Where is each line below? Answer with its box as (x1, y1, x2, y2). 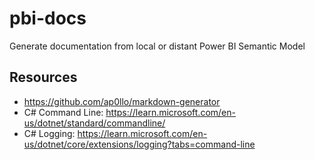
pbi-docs (9, 7, 87, 30)
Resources (9, 69, 78, 86)
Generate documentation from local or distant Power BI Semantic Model (9, 40, 306, 52)
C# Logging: (23, 127, 76, 139)
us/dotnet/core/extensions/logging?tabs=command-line (23, 138, 256, 150)
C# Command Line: (23, 106, 104, 118)
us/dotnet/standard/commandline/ (23, 117, 166, 129)
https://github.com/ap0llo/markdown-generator (23, 95, 221, 107)
